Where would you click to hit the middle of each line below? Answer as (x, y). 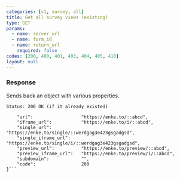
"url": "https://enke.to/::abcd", (83, 117)
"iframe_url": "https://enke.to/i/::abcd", (85, 122)
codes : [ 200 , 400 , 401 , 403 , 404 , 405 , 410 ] (62, 56)
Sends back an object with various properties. (63, 96)
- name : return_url (36, 45)
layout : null (22, 62)
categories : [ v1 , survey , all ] (45, 12)
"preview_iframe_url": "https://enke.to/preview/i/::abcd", (96, 154)
